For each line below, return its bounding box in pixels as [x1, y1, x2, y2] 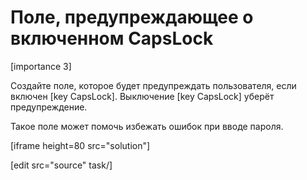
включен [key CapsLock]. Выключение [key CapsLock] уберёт [10, 90, 275, 102]
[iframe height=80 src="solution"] [10, 139, 151, 151]
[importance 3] [10, 60, 72, 72]
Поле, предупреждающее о [10, 6, 254, 29]
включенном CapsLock [10, 27, 214, 50]
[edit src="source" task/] [10, 159, 113, 171]
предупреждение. [10, 101, 88, 113]
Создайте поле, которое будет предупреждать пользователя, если [10, 79, 297, 91]
